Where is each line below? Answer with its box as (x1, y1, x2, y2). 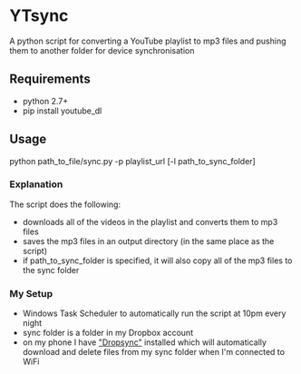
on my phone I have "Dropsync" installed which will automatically (22, 337, 267, 348)
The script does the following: (9, 199, 121, 210)
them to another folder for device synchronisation (9, 44, 195, 55)
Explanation (9, 178, 63, 191)
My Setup (9, 287, 53, 300)
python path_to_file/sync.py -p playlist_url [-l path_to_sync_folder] (9, 155, 256, 166)
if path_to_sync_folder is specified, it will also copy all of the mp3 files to (22, 255, 293, 266)
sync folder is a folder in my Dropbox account (22, 328, 193, 339)
